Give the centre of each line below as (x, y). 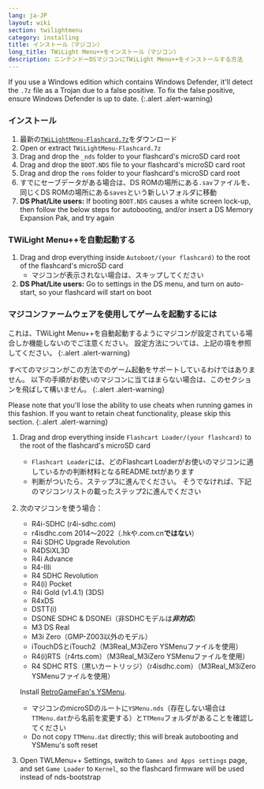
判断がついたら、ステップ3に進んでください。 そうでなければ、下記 (141, 481)
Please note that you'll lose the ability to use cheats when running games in (131, 405)
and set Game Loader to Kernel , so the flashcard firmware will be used (132, 769)
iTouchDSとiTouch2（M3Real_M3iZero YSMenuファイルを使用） (137, 646)
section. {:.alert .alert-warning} (58, 422)
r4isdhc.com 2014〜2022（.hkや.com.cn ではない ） (115, 533)
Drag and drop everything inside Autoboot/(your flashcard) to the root (135, 258)
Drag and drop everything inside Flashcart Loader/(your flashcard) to (136, 437)
